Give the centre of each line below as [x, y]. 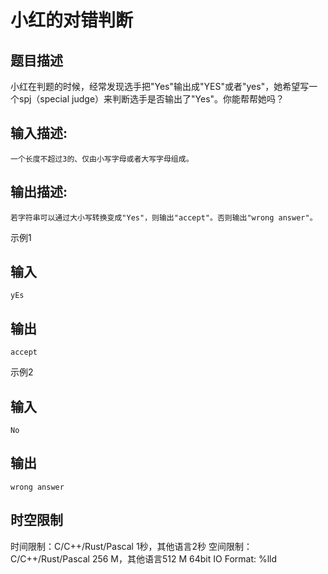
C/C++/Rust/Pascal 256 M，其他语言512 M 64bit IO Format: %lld [144, 558]
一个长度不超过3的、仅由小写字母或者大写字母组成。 [102, 159]
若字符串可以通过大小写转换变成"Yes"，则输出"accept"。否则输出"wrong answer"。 [164, 217]
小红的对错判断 [72, 20]
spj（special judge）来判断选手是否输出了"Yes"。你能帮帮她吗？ [151, 99]
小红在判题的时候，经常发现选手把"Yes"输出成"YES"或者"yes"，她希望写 [160, 86]
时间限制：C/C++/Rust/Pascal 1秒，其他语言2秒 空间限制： [131, 546]
